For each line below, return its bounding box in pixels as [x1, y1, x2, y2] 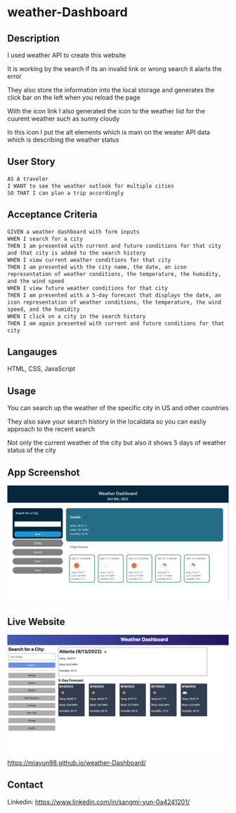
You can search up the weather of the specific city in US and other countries [7, 404, 229, 412]
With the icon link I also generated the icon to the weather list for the [7, 107, 206, 115]
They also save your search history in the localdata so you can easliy [7, 417, 207, 426]
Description [7, 32, 60, 44]
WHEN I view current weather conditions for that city [7, 256, 171, 263]
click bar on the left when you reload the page [7, 93, 140, 101]
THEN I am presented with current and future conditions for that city [7, 242, 221, 249]
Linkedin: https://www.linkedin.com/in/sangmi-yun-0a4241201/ [7, 798, 190, 806]
